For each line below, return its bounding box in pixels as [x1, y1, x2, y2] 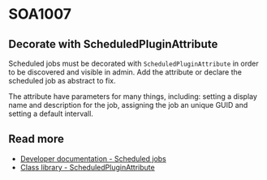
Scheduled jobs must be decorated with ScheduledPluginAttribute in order [8, 58, 259, 68]
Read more [8, 132, 65, 146]
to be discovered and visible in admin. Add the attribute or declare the [8, 67, 242, 77]
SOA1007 [8, 5, 71, 24]
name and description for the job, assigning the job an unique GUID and [8, 101, 248, 109]
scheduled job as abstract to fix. [8, 76, 116, 85]
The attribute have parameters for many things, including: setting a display [8, 92, 258, 101]
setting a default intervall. [8, 109, 93, 118]
